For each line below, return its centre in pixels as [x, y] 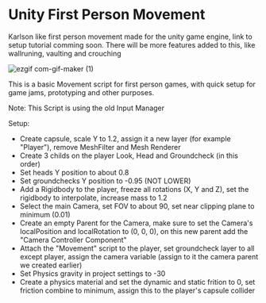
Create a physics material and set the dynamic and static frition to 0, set [137, 282]
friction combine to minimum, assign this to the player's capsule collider [137, 290]
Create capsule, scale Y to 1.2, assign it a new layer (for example [125, 138]
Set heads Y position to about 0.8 [74, 172]
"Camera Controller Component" [73, 240]
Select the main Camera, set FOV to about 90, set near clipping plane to [137, 206]
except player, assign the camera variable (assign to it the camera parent [139, 256]
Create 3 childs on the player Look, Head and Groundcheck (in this [129, 155]
